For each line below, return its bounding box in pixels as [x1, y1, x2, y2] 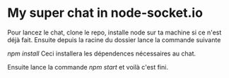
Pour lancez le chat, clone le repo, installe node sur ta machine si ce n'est [7, 28, 222, 37]
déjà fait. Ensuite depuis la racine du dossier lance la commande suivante [7, 35, 221, 44]
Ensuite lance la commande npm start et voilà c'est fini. [7, 63, 168, 71]
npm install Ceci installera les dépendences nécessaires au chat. [7, 49, 196, 58]
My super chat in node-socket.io [7, 5, 204, 21]
